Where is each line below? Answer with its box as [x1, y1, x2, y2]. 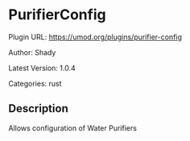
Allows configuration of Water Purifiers [8, 123, 137, 133]
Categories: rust [8, 79, 62, 88]
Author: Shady [8, 47, 56, 57]
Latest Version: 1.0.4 [8, 62, 76, 73]
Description [8, 102, 68, 115]
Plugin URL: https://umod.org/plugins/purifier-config [8, 32, 183, 42]
